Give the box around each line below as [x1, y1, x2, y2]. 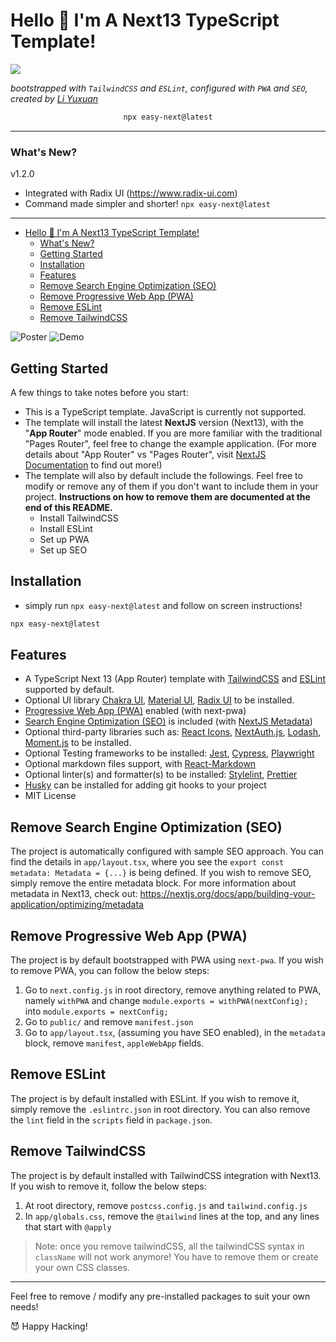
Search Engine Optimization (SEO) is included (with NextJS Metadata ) [24, 715, 313, 728]
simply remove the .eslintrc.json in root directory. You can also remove [10, 1103, 311, 1115]
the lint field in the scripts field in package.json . [10, 1114, 213, 1126]
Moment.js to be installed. [24, 737, 132, 749]
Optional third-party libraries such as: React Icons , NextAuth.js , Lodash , [24, 726, 322, 738]
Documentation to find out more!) [24, 459, 163, 471]
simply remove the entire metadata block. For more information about [10, 877, 297, 889]
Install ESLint [39, 522, 93, 534]
